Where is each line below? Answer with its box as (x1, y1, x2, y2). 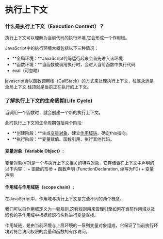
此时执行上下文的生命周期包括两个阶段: (5, 119, 83, 125)
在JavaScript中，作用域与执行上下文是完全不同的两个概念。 (5, 196, 125, 202)
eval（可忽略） (12, 68, 42, 73)
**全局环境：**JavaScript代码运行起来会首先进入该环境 (12, 55, 123, 61)
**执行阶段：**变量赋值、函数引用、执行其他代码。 (12, 136, 114, 142)
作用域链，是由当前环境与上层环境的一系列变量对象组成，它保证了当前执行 (5, 222, 154, 228)
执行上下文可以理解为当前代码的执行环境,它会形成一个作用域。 (5, 35, 130, 41)
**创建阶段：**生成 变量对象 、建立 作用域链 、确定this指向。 (12, 130, 130, 136)
